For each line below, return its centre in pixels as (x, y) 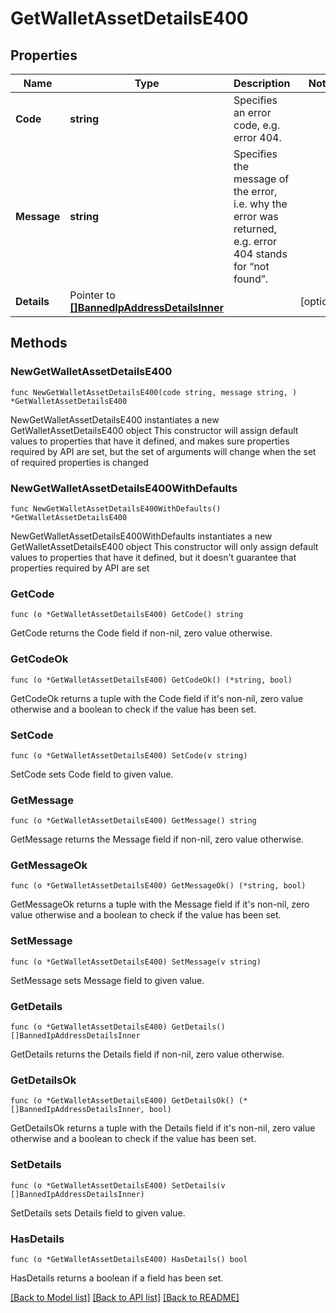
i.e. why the (260, 204)
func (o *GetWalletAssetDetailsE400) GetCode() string (127, 615)
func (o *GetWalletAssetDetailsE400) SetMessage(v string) (136, 962)
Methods (39, 343)
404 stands (260, 254)
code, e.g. (257, 125)
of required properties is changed (79, 462)
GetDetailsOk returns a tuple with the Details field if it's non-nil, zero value (163, 1128)
